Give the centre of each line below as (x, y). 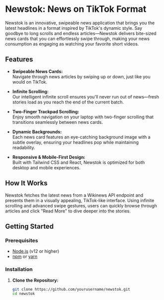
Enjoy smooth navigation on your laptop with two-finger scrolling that (83, 117)
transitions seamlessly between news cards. (57, 122)
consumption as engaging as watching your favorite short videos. (72, 44)
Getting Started (29, 226)
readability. (24, 148)
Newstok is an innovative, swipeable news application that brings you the (80, 23)
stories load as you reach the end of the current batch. (68, 102)
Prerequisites (22, 240)
